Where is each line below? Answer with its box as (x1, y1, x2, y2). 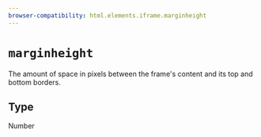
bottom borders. (8, 77, 62, 87)
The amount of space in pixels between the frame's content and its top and (8, 69, 253, 78)
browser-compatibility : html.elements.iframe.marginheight (8, 11, 207, 20)
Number (8, 121, 36, 131)
